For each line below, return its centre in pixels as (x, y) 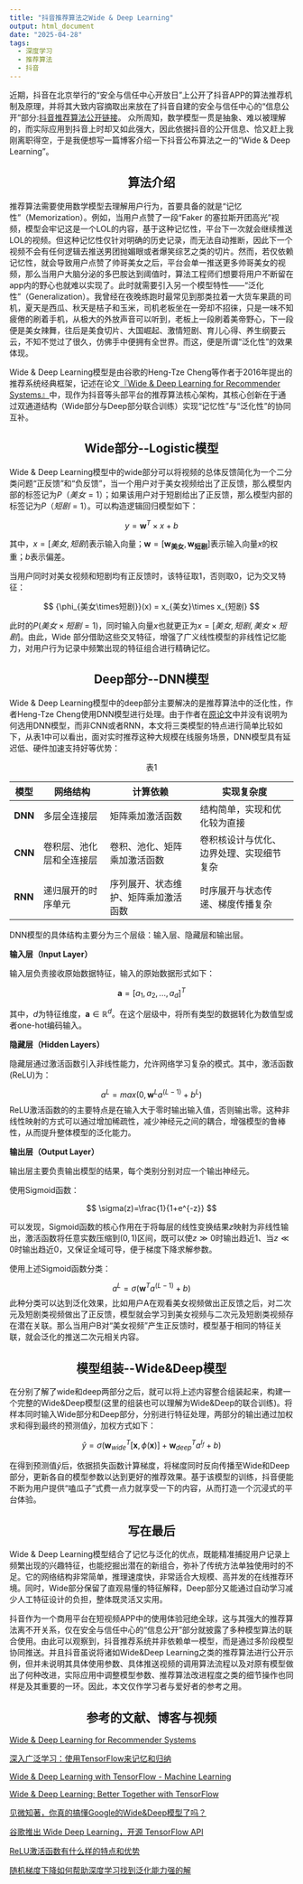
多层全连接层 (71, 816)
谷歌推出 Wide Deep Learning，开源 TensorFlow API (106, 1832)
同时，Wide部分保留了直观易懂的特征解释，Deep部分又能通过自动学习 (155, 1588)
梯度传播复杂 (245, 904)
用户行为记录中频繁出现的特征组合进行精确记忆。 (124, 648)
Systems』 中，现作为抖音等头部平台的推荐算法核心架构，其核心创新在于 (144, 395)
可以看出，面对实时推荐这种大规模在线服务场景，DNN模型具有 (167, 736)
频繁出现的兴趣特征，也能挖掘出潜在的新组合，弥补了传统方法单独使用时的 (147, 1566)
